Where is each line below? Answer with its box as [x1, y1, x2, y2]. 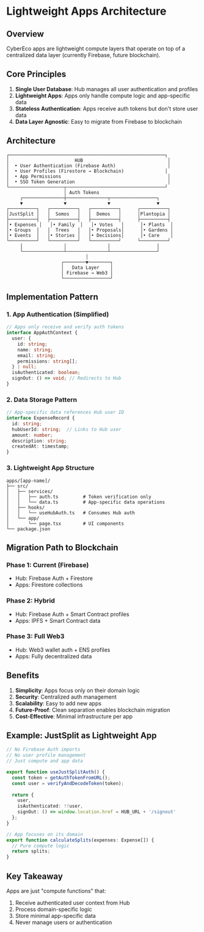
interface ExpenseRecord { [6, 415, 75, 421]
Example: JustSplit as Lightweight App [6, 731, 157, 741]
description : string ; [12, 438, 67, 444]
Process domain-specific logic [15, 906, 93, 913]
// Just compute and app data [6, 758, 84, 764]
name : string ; [17, 347, 53, 353]
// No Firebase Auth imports [6, 746, 81, 753]
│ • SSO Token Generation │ [6, 179, 171, 185]
